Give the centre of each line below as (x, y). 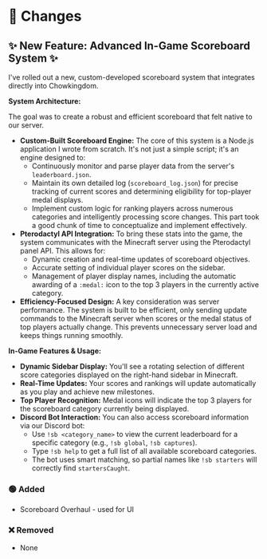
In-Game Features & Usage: (55, 351)
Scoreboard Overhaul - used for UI (77, 510)
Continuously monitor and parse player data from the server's (133, 166)
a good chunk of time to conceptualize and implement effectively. (139, 225)
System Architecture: (45, 101)
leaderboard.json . (61, 174)
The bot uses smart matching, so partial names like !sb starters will (144, 459)
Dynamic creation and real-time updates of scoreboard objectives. (141, 259)
